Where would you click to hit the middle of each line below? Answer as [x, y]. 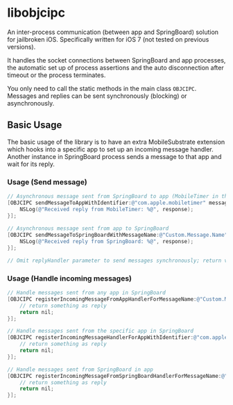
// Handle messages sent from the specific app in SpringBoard [101, 331]
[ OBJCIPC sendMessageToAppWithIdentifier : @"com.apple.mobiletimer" [107, 203]
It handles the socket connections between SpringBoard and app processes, [116, 60]
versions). [21, 47]
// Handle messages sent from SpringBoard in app [80, 370]
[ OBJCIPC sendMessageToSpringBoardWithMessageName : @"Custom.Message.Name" [118, 235]
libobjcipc [36, 13]
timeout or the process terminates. [57, 75]
